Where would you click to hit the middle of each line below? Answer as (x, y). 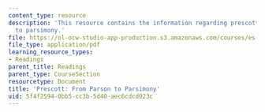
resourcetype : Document (47, 81)
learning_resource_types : (50, 52)
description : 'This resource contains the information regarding (118, 23)
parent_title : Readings (47, 67)
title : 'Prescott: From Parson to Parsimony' (84, 89)
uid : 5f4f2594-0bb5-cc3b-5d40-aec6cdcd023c (81, 96)
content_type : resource (47, 15)
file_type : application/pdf (54, 45)
